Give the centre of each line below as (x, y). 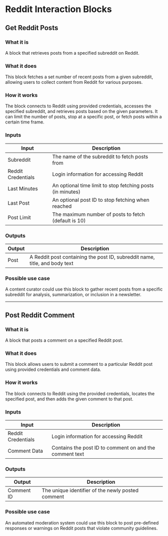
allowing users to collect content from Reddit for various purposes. (74, 82)
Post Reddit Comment (40, 315)
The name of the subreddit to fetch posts (100, 157)
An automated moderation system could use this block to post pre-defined (82, 522)
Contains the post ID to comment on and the (103, 448)
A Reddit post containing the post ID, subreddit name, (92, 257)
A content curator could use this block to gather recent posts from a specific (84, 289)
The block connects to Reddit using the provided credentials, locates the (80, 393)
